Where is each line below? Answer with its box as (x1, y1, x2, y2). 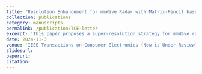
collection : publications (6, 14, 71, 20)
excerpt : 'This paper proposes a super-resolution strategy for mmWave (6, 31, 189, 37)
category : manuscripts (6, 20, 63, 26)
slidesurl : (6, 48, 34, 54)
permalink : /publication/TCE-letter (6, 25, 98, 32)
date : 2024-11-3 (6, 36, 47, 42)
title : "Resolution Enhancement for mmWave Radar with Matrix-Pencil (6, 8, 185, 15)
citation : (6, 58, 31, 64)
